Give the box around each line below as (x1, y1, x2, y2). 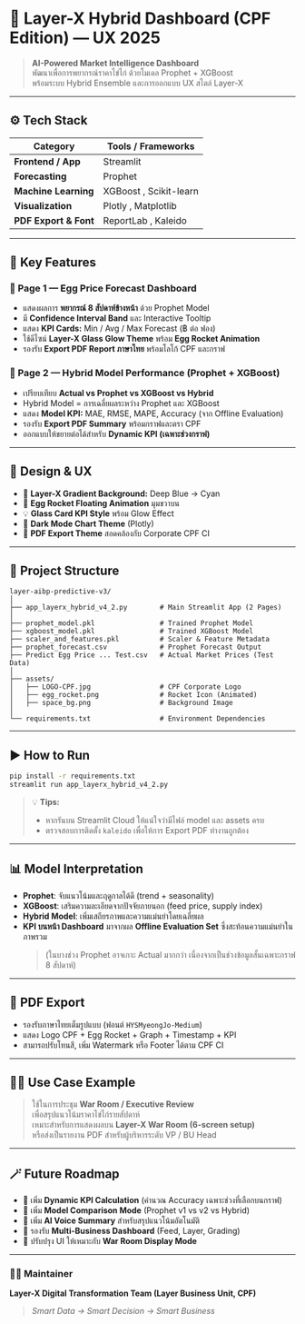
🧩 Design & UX (9, 463, 93, 480)
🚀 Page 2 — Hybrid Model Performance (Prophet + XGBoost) (9, 367, 280, 380)
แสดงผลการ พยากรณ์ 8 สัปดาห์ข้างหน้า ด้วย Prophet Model (22, 303, 211, 314)
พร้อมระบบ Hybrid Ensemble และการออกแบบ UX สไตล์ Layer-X (31, 77, 243, 88)
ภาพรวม (22, 931, 47, 941)
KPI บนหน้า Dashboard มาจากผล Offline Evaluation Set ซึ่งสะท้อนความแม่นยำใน (22, 921, 293, 931)
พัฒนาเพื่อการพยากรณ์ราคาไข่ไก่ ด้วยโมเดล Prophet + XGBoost (31, 67, 233, 78)
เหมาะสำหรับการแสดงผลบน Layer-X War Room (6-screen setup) (31, 1120, 256, 1130)
